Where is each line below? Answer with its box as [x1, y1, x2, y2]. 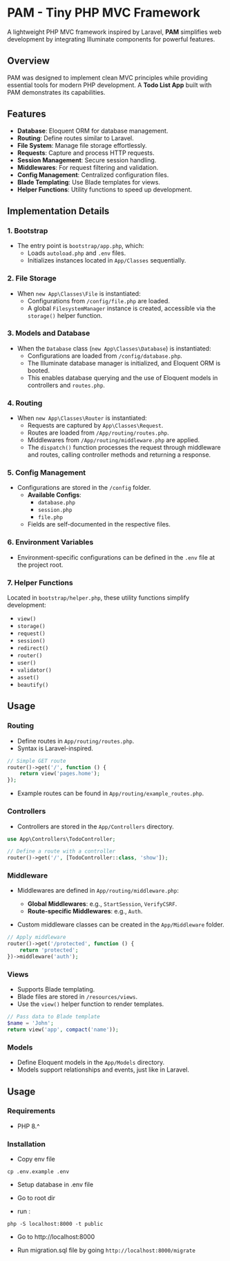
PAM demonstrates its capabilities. [7, 88, 106, 96]
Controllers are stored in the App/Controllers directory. [17, 822, 174, 831]
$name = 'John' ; [7, 1020, 54, 1027]
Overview [7, 55, 50, 67]
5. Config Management [7, 468, 86, 477]
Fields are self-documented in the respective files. [27, 520, 171, 529]
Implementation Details [7, 205, 110, 217]
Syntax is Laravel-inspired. [17, 744, 93, 752]
